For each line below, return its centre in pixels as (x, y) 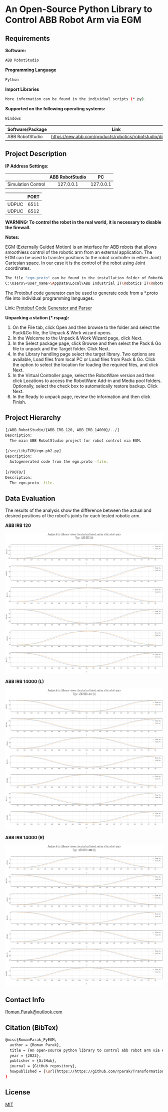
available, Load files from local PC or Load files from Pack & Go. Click (84, 359)
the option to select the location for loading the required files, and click (85, 365)
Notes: (12, 237)
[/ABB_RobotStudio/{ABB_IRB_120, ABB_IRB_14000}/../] (62, 430)
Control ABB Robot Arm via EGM (73, 20)
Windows (13, 118)
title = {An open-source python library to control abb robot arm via (85, 1050)
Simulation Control (26, 184)
